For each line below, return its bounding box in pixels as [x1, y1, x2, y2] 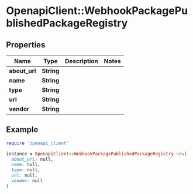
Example [6, 124, 39, 135]
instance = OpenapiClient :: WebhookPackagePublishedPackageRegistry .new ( [6, 151, 187, 157]
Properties [6, 40, 46, 50]
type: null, [11, 167, 41, 173]
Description [65, 57, 98, 65]
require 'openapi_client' [6, 140, 69, 146]
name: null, [11, 162, 41, 168]
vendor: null [11, 178, 43, 184]
